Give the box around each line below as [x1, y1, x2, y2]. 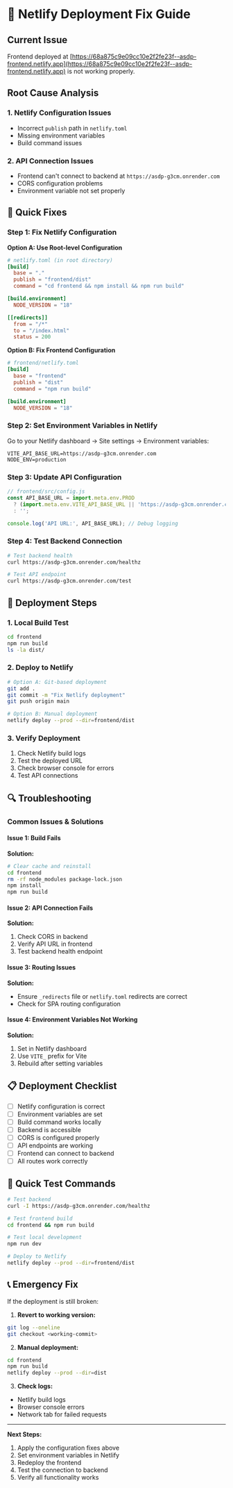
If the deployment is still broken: [7, 1297, 99, 1305]
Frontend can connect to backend [17, 1150, 114, 1158]
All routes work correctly [17, 1157, 88, 1166]
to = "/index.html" [13, 327, 70, 334]
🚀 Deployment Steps [7, 597, 97, 609]
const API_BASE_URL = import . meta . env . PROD [7, 494, 135, 501]
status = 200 [13, 334, 51, 341]
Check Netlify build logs [17, 749, 87, 758]
